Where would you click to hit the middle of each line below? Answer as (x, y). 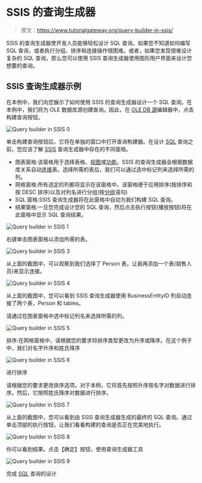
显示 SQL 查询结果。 (61, 214)
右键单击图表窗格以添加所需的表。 (48, 239)
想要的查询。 (22, 65)
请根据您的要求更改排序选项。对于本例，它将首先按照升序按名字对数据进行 (98, 385)
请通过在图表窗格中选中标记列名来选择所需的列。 (67, 316)
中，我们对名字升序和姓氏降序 (43, 347)
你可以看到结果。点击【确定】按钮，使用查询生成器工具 (75, 449)
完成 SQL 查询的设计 (32, 473)
